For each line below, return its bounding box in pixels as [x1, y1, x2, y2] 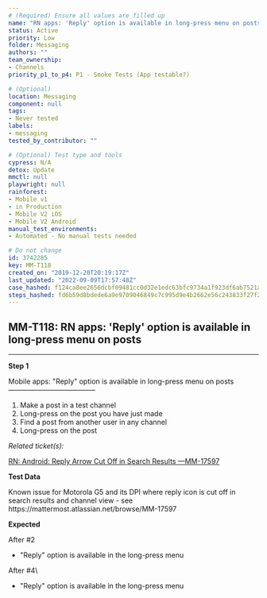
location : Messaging [8, 92, 77, 100]
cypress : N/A [8, 158, 52, 167]
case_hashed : [8, 284, 52, 291]
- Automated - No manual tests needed [8, 232, 137, 241]
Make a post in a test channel [19, 400, 117, 410]
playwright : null [8, 180, 66, 189]
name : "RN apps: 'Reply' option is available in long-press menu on [8, 19, 240, 27]
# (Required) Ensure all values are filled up [8, 11, 165, 20]
